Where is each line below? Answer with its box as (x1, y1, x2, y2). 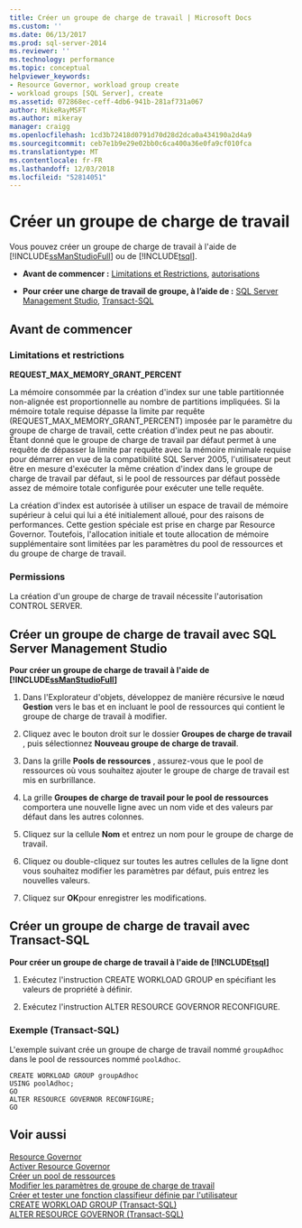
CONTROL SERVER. (9, 601, 83, 612)
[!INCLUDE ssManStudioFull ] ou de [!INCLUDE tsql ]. (9, 251, 197, 262)
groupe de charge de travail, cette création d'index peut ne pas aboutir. (9, 425, 274, 436)
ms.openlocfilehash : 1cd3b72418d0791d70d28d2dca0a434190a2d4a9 (9, 131, 252, 140)
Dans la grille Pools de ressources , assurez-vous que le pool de (22, 755, 264, 766)
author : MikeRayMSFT (9, 106, 87, 115)
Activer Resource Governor (9, 1160, 111, 1171)
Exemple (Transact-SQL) (9, 1023, 120, 1036)
